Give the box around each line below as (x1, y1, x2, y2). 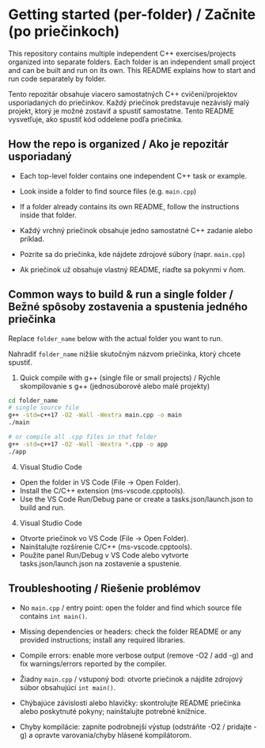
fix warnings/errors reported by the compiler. (19, 658, 167, 668)
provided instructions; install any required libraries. (19, 635, 186, 644)
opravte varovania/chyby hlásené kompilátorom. (34, 730, 192, 739)
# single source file (8, 404, 80, 412)
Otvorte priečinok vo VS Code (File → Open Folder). (19, 533, 189, 543)
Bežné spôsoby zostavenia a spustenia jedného (8, 300, 248, 314)
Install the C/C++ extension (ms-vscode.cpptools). (19, 485, 186, 495)
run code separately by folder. (8, 74, 107, 83)
